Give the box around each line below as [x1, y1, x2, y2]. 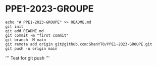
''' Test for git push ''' [5, 55, 50, 61]
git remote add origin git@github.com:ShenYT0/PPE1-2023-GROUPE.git [5, 41, 152, 47]
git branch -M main [5, 37, 46, 42]
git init [5, 24, 24, 29]
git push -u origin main [5, 46, 58, 51]
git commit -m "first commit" [5, 33, 69, 38]
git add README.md [5, 28, 44, 33]
